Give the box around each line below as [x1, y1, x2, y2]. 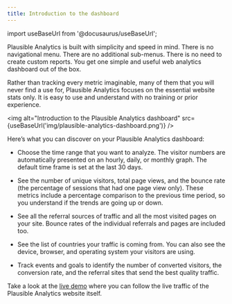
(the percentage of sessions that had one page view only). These [17, 183, 204, 192]
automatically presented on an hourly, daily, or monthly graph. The [17, 155, 208, 164]
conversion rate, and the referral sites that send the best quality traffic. [17, 268, 220, 276]
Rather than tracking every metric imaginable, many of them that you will [7, 78, 215, 87]
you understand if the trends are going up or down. [17, 199, 163, 207]
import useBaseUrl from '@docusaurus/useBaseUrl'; [7, 29, 157, 37]
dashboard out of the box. [7, 65, 82, 73]
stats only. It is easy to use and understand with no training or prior [7, 93, 199, 101]
